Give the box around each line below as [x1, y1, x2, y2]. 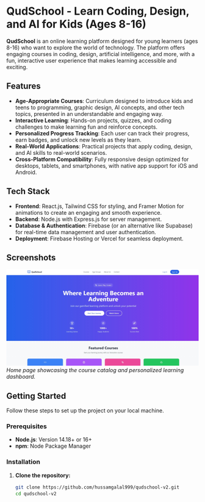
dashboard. [6, 373, 36, 381]
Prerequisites [6, 422, 47, 431]
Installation [6, 457, 41, 466]
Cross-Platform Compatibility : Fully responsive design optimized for [15, 156, 189, 163]
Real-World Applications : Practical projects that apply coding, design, [15, 142, 193, 150]
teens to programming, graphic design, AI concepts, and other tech [15, 104, 185, 111]
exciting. [6, 63, 28, 71]
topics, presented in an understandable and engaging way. [15, 110, 164, 117]
